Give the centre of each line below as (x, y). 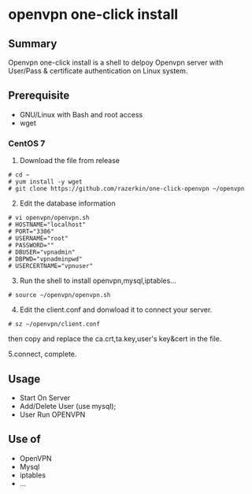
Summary (33, 44)
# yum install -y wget (45, 182)
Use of (24, 439)
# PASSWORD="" (31, 246)
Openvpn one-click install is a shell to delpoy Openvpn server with (116, 62)
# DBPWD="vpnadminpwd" (45, 259)
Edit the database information (67, 203)
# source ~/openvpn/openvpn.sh (59, 295)
